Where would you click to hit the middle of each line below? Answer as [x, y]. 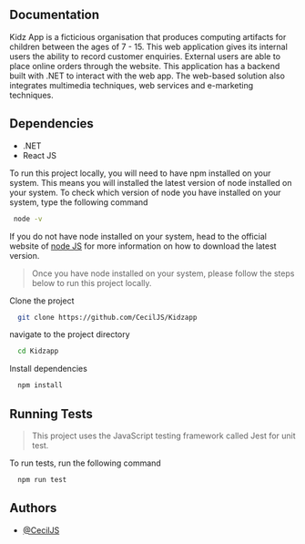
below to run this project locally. [91, 282]
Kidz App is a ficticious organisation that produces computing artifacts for [148, 36]
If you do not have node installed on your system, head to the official [138, 236]
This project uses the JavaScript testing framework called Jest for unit [163, 436]
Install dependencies [49, 369]
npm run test [42, 479]
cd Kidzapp [38, 351]
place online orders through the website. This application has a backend [145, 66]
